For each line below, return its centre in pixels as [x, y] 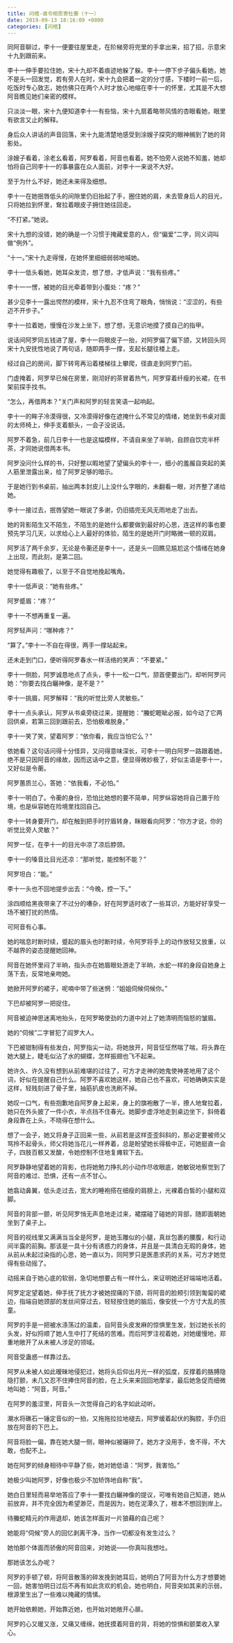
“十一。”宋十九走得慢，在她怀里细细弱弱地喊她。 [75, 258]
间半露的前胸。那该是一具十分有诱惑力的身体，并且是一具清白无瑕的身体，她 [116, 1246]
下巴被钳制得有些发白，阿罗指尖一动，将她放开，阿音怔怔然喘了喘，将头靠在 [116, 1047]
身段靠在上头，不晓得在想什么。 [53, 1120]
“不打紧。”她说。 [30, 220]
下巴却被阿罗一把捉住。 [41, 1004]
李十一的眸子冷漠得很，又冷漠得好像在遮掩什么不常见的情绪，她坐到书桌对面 [116, 416]
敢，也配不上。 [28, 1451]
